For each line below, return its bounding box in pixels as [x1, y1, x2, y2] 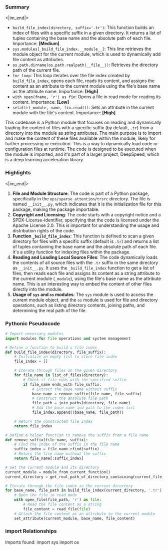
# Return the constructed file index [14, 419, 93, 424]
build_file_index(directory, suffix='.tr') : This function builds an [12, 25, 154, 31]
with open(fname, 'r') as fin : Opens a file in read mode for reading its [12, 94, 161, 100]
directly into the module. [12, 286, 63, 292]
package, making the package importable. [12, 206, 100, 212]
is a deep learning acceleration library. [5, 157, 84, 163]
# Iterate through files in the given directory [14, 368, 117, 373]
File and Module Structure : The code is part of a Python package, [12, 190, 149, 196]
